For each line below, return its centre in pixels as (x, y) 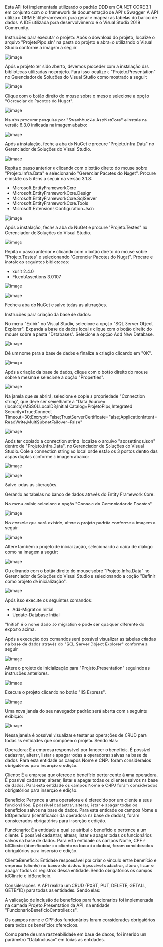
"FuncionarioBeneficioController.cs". (42, 910)
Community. (17, 28)
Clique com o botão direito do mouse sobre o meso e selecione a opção (77, 96)
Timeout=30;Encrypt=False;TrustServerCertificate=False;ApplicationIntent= (81, 417)
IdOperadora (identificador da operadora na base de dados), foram (72, 815)
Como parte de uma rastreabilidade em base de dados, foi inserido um (76, 934)
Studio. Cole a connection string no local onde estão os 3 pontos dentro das (81, 451)
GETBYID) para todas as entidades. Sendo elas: (53, 890)
